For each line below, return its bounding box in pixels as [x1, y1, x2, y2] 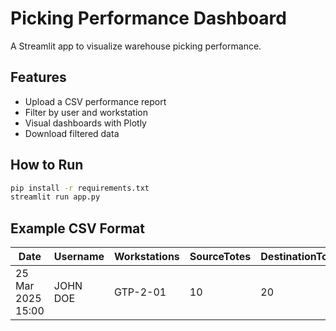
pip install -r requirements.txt [10, 183, 150, 193]
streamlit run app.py [10, 192, 101, 202]
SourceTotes [189, 250, 252, 264]
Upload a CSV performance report [24, 95, 167, 107]
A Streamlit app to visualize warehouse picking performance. [10, 40, 262, 52]
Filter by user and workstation [24, 106, 148, 118]
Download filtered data [24, 127, 120, 139]
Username [53, 250, 105, 264]
